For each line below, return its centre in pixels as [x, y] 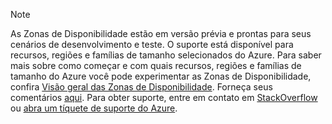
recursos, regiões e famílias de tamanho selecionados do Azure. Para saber [166, 55]
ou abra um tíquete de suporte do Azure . [94, 108]
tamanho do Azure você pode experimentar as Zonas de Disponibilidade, [161, 76]
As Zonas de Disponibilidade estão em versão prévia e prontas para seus [161, 33]
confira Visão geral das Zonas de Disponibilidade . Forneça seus [141, 87]
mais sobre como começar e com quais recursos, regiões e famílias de [156, 65]
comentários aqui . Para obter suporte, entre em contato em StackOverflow [164, 97]
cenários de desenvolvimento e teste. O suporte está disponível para [152, 44]
